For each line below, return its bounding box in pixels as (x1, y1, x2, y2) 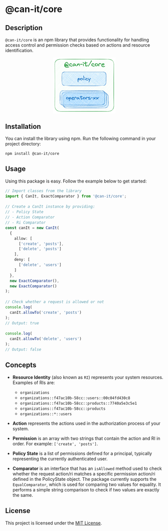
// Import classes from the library (5, 188, 82, 194)
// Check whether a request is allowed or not (5, 299, 104, 304)
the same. (12, 492, 34, 498)
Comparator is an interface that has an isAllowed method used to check (12, 465, 162, 471)
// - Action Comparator (5, 215, 55, 220)
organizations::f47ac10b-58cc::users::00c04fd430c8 (20, 395, 130, 401)
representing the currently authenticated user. (12, 455, 108, 462)
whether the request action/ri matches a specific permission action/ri (12, 470, 155, 477)
